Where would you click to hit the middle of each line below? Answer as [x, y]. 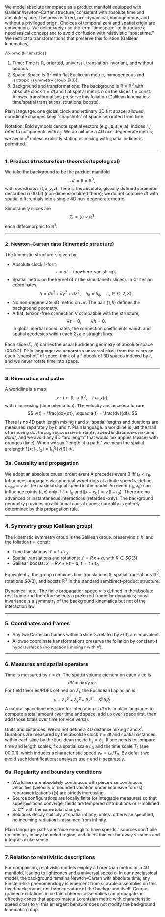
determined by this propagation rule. [42, 509]
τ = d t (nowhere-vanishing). [86, 272]
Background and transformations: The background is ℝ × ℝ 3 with [78, 85]
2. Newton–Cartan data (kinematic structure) [60, 244]
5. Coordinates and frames [38, 624]
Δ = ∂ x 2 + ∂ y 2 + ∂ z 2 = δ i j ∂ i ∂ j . [82, 700]
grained [13, 894]
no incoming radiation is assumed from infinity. [59, 820]
